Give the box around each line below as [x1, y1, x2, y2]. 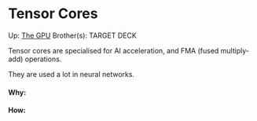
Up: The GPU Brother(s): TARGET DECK [8, 31, 138, 40]
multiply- [220, 46, 250, 55]
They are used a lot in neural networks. [8, 69, 135, 79]
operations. [24, 54, 62, 64]
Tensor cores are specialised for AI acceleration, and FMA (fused [8, 46, 219, 55]
